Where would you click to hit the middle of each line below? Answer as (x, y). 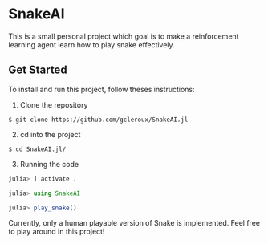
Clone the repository (54, 104)
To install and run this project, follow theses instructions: (102, 89)
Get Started (38, 70)
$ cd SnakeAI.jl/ (37, 149)
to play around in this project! (57, 232)
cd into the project (50, 134)
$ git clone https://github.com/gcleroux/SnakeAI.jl (98, 120)
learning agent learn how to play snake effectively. (91, 44)
